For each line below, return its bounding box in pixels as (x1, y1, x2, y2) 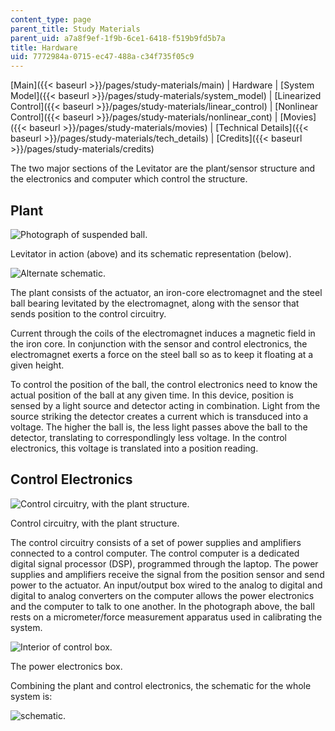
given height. (10, 359, 65, 371)
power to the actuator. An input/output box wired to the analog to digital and (10, 579, 323, 591)
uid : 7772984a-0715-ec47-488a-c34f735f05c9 (10, 52, 195, 62)
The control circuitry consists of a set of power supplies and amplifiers (10, 536, 302, 548)
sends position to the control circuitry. (10, 307, 167, 320)
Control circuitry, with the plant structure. (10, 517, 180, 529)
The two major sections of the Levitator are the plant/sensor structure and (10, 162, 316, 175)
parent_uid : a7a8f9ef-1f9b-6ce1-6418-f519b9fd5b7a (10, 33, 226, 43)
